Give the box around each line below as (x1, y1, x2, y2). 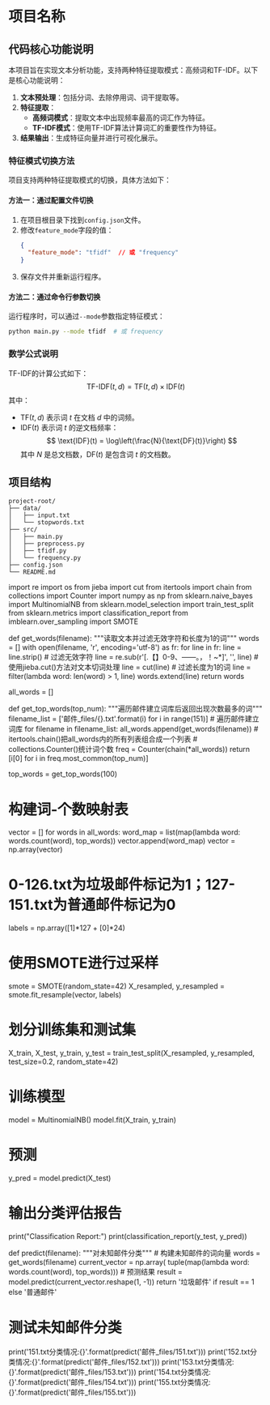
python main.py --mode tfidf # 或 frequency (8, 327, 163, 336)
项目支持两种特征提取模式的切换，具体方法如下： (8, 175, 171, 185)
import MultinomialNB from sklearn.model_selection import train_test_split (8, 600, 255, 609)
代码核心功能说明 (8, 42, 94, 56)
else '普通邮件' (8, 1287, 57, 1296)
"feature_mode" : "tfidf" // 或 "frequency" (27, 249, 179, 257)
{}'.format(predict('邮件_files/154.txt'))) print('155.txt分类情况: (8, 1377, 211, 1386)
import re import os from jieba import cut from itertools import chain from (8, 583, 252, 592)
